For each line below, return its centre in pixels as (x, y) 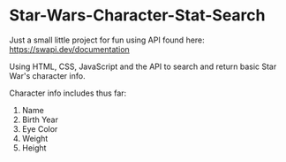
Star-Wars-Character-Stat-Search (137, 15)
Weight (35, 138)
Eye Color (40, 128)
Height (34, 148)
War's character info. (47, 75)
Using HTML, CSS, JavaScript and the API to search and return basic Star (143, 66)
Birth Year (40, 120)
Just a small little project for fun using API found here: (107, 40)
